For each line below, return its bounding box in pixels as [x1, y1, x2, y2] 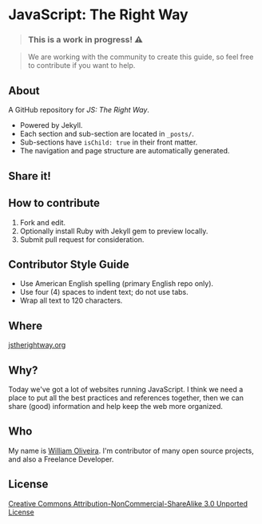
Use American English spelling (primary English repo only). [19, 279, 214, 288]
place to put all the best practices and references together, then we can [8, 393, 244, 403]
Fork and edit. [19, 217, 66, 227]
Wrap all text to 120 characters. [19, 296, 123, 305]
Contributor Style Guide [8, 257, 129, 271]
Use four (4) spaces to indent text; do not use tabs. [19, 288, 189, 297]
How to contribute [8, 196, 101, 210]
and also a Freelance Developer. [8, 454, 114, 464]
